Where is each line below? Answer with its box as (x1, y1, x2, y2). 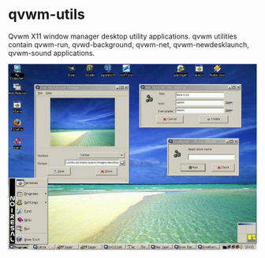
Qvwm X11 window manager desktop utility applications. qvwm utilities (8, 31, 237, 41)
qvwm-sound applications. (8, 48, 95, 57)
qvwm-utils (8, 6, 85, 24)
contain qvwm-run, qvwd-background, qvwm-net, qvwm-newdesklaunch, (8, 39, 250, 49)
